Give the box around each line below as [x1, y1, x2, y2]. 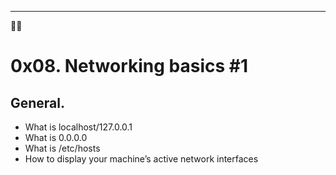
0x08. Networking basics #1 [10, 55, 249, 78]
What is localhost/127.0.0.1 [24, 121, 133, 133]
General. [10, 94, 66, 111]
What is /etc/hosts [24, 142, 101, 154]
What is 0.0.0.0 [24, 132, 88, 143]
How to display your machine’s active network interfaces [24, 153, 259, 165]
